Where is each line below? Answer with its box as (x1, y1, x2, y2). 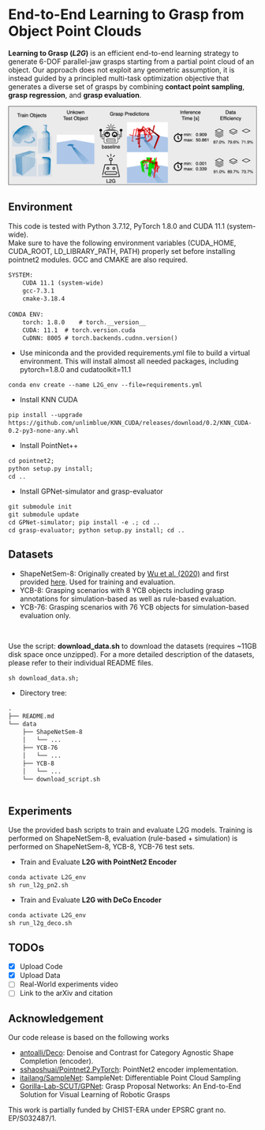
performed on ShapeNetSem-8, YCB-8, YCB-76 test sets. (8, 842, 195, 852)
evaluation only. (19, 610, 71, 620)
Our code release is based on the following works (8, 1033, 170, 1042)
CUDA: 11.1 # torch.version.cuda (22, 326, 136, 334)
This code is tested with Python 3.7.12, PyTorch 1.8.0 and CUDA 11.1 (8, 221, 225, 230)
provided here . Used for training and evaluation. (19, 577, 176, 587)
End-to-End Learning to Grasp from (8, 6, 244, 24)
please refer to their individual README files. (8, 658, 154, 667)
